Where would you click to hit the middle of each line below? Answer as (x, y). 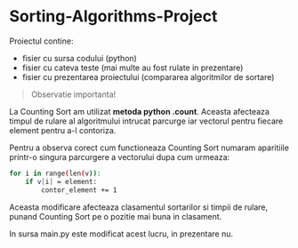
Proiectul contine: (41, 41)
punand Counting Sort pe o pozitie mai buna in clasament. (116, 216)
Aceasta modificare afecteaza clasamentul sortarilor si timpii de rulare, (139, 207)
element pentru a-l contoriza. (63, 130)
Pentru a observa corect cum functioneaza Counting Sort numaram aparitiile (149, 148)
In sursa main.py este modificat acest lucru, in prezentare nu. (121, 234)
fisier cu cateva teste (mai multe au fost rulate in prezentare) (133, 68)
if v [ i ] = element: (61, 181)
